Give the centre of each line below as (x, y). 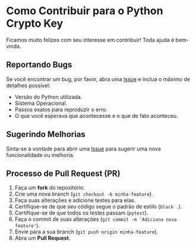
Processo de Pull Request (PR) (63, 173)
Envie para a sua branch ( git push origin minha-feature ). (86, 232)
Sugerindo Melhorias (46, 134)
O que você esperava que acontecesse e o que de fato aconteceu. (96, 116)
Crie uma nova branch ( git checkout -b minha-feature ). (84, 194)
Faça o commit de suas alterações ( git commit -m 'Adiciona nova (96, 219)
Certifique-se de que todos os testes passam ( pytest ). (81, 213)
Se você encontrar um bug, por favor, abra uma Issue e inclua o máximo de (98, 79)
